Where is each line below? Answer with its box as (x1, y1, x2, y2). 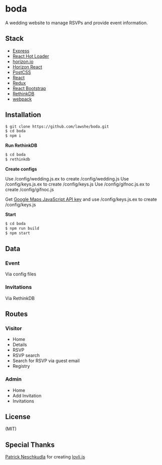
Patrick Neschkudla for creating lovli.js (5, 454, 86, 460)
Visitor (5, 325, 22, 332)
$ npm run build (5, 225, 39, 231)
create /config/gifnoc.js (5, 186, 54, 192)
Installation (5, 110, 41, 119)
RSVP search (12, 353, 40, 359)
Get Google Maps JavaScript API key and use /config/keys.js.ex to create (5, 196, 157, 202)
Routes (5, 310, 28, 318)
